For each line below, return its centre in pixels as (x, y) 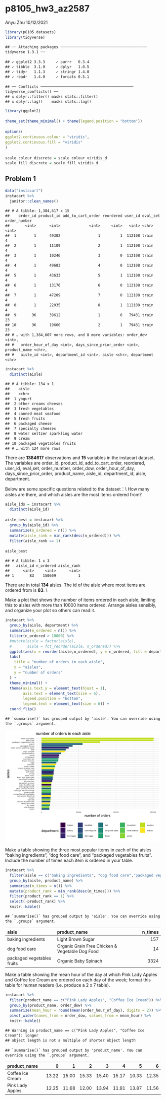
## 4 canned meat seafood (33, 413)
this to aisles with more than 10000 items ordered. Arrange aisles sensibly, (81, 605)
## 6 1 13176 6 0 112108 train (79, 285)
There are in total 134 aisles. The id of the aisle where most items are (75, 585)
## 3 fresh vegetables (30, 409)
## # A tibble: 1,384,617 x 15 (37, 211)
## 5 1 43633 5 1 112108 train (79, 275)
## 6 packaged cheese (28, 423)
